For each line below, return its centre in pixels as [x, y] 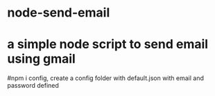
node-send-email [59, 13]
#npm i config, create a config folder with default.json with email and [106, 78]
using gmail [42, 59]
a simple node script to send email [108, 45]
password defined [33, 86]
